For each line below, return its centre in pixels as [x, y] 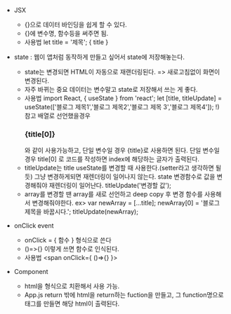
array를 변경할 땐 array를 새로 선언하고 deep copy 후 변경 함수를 [114, 194]
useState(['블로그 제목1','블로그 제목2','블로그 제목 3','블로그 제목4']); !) [122, 107]
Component [31, 272]
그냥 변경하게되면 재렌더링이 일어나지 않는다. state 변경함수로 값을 [125, 177]
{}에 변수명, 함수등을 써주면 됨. [66, 33]
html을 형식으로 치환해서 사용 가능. [72, 286]
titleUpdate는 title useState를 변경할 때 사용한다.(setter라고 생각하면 [119, 168]
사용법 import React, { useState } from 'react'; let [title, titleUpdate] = [123, 98]
